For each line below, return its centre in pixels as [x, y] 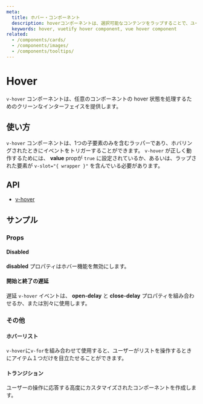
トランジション [25, 373]
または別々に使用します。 [59, 304]
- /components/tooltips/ [43, 51]
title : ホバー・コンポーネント [46, 18]
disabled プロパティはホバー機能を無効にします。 [68, 266]
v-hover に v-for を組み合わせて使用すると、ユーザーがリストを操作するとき [99, 351]
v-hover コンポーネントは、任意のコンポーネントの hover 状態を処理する [97, 99]
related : [17, 34]
